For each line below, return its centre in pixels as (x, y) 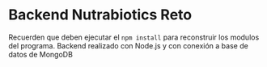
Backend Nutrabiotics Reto (100, 15)
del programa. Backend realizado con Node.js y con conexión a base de (128, 45)
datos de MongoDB (40, 54)
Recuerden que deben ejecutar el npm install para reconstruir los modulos (134, 37)
